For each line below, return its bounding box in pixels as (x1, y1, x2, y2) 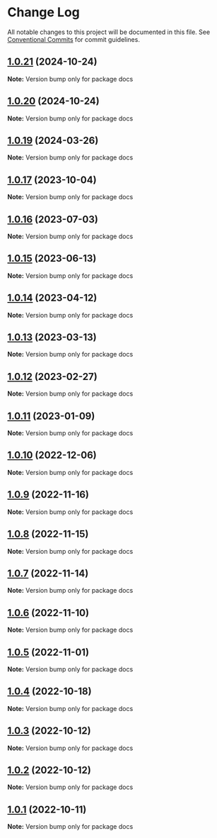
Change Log (7, 4, 80, 21)
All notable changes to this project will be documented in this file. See (7, 28, 211, 36)
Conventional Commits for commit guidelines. (7, 35, 140, 43)
